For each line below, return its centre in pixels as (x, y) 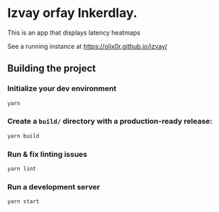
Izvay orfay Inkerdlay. (73, 13)
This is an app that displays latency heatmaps (74, 33)
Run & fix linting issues (47, 154)
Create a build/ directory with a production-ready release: (110, 122)
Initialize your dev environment (62, 88)
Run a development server (54, 187)
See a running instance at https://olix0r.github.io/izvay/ (88, 46)
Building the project (52, 69)
